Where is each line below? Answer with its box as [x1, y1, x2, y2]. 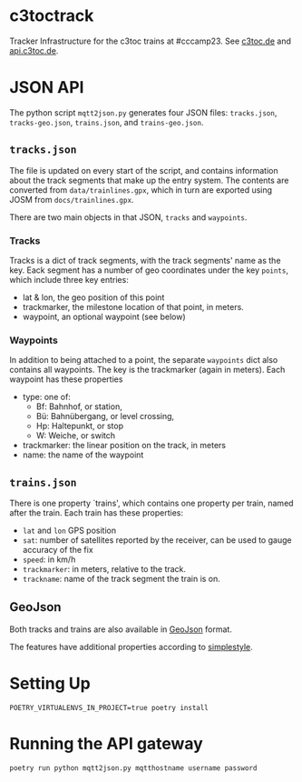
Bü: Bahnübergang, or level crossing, [35, 411, 175, 422]
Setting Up [9, 674, 91, 694]
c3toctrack [9, 5, 94, 26]
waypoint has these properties [9, 374, 123, 385]
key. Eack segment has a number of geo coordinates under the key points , [9, 265, 288, 276]
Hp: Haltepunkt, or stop [35, 420, 124, 432]
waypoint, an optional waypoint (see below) [22, 311, 186, 322]
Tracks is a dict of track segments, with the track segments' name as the [9, 255, 281, 266]
